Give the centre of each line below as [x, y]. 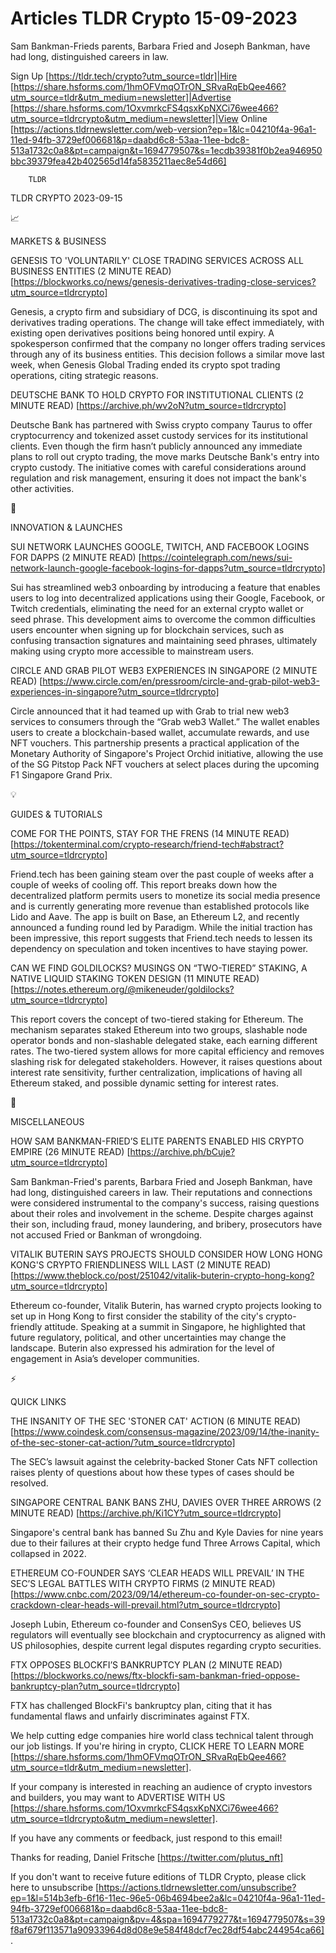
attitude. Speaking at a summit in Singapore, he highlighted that [175, 1326]
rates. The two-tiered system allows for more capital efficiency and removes [167, 1051]
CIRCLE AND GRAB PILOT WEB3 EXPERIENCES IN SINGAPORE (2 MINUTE [164, 670]
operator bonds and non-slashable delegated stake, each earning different [164, 1040]
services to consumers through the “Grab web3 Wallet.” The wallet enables [165, 721]
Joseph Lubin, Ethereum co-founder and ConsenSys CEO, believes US [156, 1624]
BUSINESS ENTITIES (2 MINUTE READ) [91, 271]
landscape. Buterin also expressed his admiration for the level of [142, 1348]
